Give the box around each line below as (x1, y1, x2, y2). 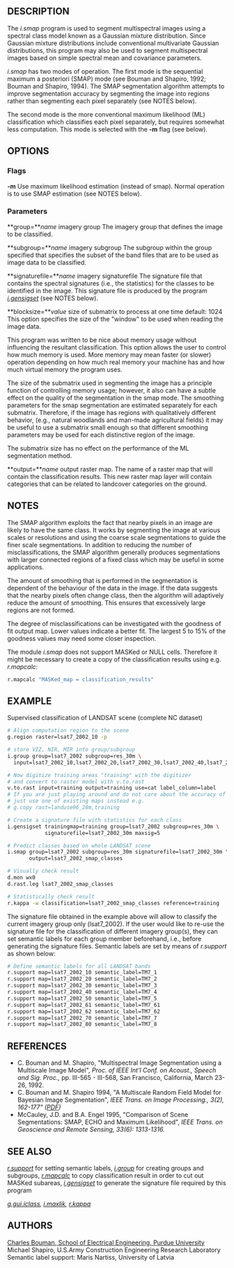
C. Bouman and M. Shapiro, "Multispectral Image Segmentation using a (17, 1058, 221, 1067)
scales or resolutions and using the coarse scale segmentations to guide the (7, 533, 226, 542)
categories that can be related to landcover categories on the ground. (7, 480, 208, 488)
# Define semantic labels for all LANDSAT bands (7, 962, 151, 970)
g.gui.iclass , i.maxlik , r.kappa (7, 1199, 91, 1207)
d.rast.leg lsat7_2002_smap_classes (7, 880, 114, 887)
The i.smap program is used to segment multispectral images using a (7, 24, 206, 32)
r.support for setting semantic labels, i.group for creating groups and (7, 1164, 204, 1172)
